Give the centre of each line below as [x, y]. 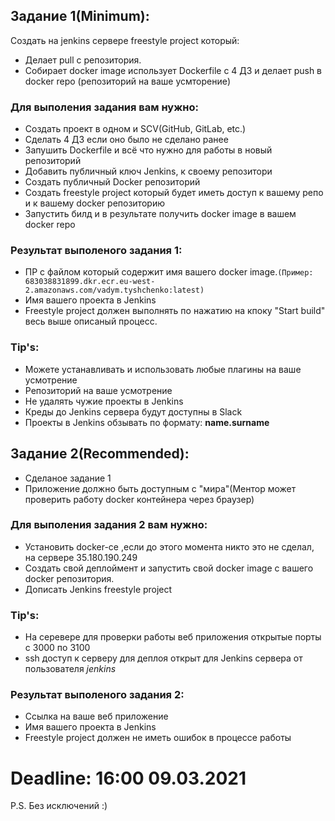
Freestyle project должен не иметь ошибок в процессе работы [158, 738]
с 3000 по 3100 [57, 648]
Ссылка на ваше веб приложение [96, 716]
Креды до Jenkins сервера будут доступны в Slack [133, 411]
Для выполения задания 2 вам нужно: [109, 525]
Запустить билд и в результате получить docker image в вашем [160, 214]
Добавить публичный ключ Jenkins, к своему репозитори [148, 171]
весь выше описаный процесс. [91, 321]
